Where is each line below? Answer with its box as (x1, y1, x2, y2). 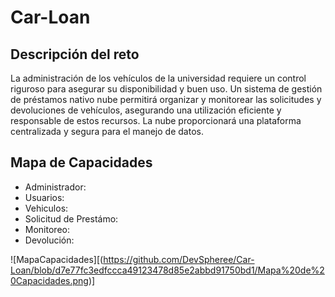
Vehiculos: (24, 202, 69, 214)
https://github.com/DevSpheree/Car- (103, 253, 255, 265)
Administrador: (24, 181, 87, 193)
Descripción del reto (10, 46, 140, 63)
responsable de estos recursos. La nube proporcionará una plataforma (10, 115, 302, 126)
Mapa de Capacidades (10, 154, 153, 171)
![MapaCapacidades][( (10, 253, 104, 265)
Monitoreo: (24, 223, 70, 235)
